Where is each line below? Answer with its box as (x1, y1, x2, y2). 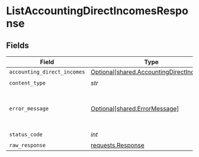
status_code (9, 131, 43, 137)
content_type (9, 79, 46, 86)
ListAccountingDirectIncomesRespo (6, 4, 188, 18)
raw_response (9, 142, 46, 149)
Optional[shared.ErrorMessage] (91, 105, 179, 113)
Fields (6, 40, 30, 50)
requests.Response (91, 141, 145, 149)
